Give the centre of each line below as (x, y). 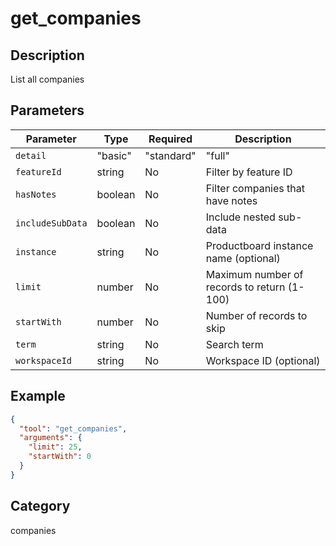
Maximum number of (254, 274)
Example (38, 396)
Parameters (47, 110)
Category (40, 506)
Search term (234, 344)
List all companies (47, 79)
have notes (231, 200)
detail (31, 155)
